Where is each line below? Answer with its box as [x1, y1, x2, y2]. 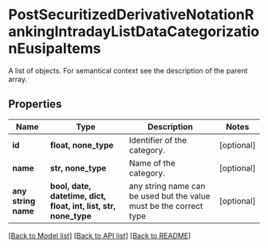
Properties [8, 97, 62, 111]
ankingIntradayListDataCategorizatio [8, 22, 260, 41]
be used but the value [128, 190, 211, 201]
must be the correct [128, 200, 203, 211]
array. [8, 74, 28, 84]
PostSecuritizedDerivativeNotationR [8, 6, 254, 24]
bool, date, [50, 180, 92, 191]
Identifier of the [128, 134, 187, 145]
